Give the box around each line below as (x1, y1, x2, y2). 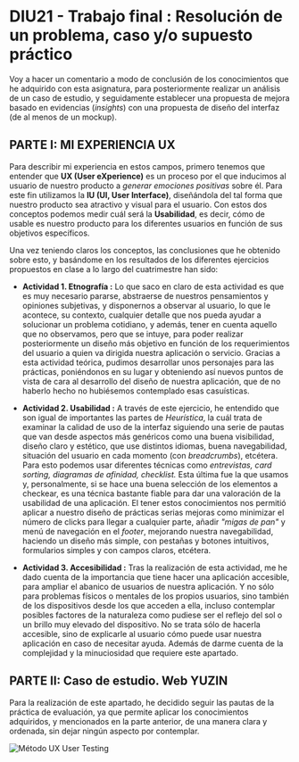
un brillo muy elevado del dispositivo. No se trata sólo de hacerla (21, 618, 261, 630)
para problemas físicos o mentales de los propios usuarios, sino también (21, 591, 289, 601)
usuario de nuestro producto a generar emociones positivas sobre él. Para (9, 180, 283, 191)
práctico (9, 45, 73, 64)
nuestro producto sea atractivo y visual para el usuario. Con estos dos (9, 199, 268, 210)
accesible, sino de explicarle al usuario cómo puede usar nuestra (21, 628, 262, 639)
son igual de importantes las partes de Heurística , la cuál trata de (21, 412, 263, 423)
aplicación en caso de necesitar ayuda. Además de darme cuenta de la (21, 638, 284, 649)
